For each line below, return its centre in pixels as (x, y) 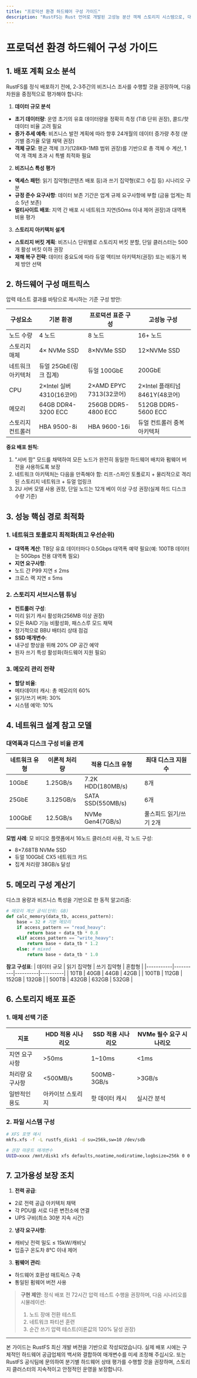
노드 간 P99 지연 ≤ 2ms (42, 571)
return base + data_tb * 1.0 (63, 955)
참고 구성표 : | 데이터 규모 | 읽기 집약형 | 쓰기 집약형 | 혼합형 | (75, 966)
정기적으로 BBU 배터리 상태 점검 (51, 631)
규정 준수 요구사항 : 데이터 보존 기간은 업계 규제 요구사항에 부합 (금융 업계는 (100, 195)
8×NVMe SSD (107, 351)
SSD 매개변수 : (31, 638)
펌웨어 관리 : (28, 1262)
